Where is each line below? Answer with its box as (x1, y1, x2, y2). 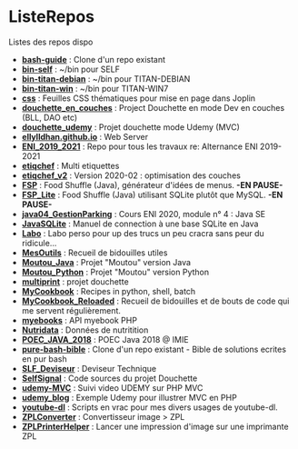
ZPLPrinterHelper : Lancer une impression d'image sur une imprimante (21, 421, 289, 432)
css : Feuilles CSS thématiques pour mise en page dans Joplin (21, 93, 256, 104)
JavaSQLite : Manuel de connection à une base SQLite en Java (21, 218, 259, 229)
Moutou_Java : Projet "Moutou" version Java (21, 256, 192, 267)
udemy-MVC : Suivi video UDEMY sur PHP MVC (21, 382, 204, 393)
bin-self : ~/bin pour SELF (21, 64, 120, 75)
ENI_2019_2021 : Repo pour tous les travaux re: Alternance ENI (21, 141, 258, 152)
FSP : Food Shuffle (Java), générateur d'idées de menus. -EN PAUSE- (21, 179, 283, 190)
